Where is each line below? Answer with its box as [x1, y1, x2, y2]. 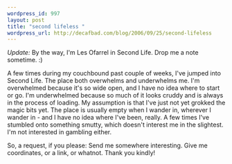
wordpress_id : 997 [7, 10, 60, 17]
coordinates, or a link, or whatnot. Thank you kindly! [7, 149, 156, 157]
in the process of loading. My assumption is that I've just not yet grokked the [7, 98, 226, 107]
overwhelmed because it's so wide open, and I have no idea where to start [7, 84, 220, 92]
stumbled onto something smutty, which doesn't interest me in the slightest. [7, 120, 224, 129]
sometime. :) [7, 56, 43, 64]
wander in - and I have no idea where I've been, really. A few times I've [7, 113, 210, 122]
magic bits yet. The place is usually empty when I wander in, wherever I [7, 106, 211, 114]
